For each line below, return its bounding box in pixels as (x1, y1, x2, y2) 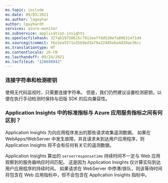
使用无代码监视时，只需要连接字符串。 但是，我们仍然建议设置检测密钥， (5, 89, 157, 95)
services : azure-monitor (5, 26, 58, 31)
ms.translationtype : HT (5, 45, 56, 50)
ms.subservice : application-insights (5, 31, 85, 36)
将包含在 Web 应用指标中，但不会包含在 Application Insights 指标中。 (5, 171, 150, 177)
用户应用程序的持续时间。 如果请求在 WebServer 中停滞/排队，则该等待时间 (5, 165, 163, 171)
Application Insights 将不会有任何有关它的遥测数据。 (5, 142, 114, 148)
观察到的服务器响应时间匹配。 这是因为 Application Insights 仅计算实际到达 (5, 159, 161, 165)
